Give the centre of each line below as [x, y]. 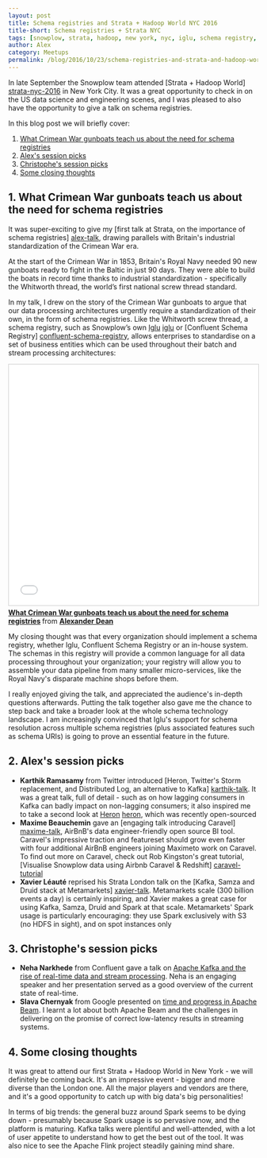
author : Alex [30, 45]
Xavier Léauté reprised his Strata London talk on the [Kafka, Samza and [137, 881]
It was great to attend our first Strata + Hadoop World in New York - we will [131, 1071]
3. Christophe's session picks [83, 949]
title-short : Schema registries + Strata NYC [84, 30]
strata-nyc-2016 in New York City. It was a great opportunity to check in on [131, 91]
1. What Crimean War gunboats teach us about [126, 198]
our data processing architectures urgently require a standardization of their [132, 310]
